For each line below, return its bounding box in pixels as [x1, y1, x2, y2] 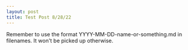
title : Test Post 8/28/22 [6, 14, 71, 20]
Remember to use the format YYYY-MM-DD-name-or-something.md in [6, 30, 183, 37]
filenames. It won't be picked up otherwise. [6, 37, 113, 44]
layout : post [6, 8, 39, 15]
